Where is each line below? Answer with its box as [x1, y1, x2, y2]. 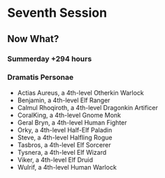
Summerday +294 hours [7, 54, 92, 64]
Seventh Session [7, 5, 107, 21]
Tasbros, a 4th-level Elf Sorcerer [17, 140, 111, 149]
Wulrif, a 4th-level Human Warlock [17, 163, 117, 171]
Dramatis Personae [7, 72, 74, 82]
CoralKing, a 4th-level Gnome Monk [17, 111, 121, 119]
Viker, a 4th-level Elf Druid [17, 156, 93, 164]
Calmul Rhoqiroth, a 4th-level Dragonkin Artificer [17, 103, 159, 111]
